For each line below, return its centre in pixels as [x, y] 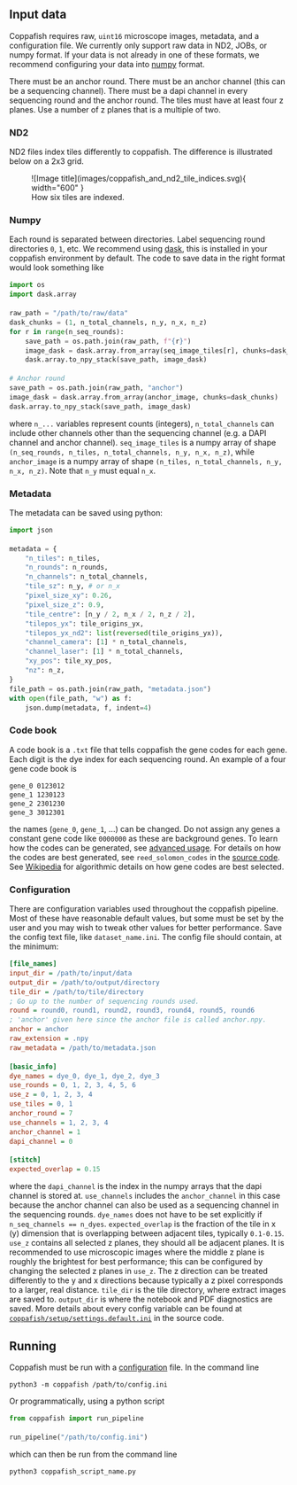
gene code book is [43, 768]
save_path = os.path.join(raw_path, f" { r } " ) [108, 341]
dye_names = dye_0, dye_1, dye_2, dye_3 [85, 1076]
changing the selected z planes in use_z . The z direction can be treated [138, 1271]
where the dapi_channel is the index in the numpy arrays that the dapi [136, 1186]
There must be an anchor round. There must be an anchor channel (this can [147, 81]
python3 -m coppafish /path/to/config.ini [88, 1384]
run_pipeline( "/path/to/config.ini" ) [79, 1437]
